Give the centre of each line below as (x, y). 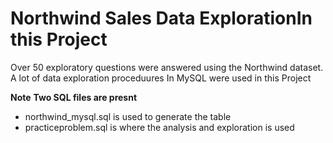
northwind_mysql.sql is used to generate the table (128, 116)
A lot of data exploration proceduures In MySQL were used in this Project (161, 78)
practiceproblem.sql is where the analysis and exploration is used (159, 127)
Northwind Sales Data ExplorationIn (161, 18)
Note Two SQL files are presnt (74, 97)
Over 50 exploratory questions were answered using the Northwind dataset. (167, 67)
